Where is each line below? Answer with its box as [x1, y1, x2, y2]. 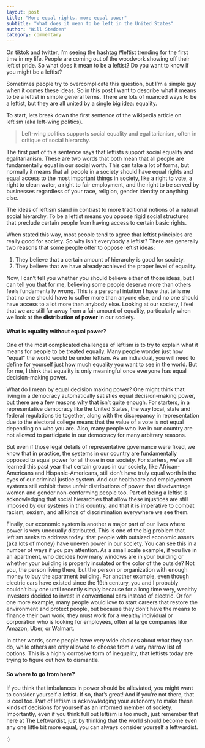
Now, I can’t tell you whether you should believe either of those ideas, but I [6, 275, 195, 282]
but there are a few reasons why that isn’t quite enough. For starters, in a [6, 399, 190, 406]
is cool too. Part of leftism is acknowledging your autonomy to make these [6, 697, 193, 704]
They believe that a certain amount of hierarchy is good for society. [15, 256, 185, 263]
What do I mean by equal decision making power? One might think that [6, 386, 185, 393]
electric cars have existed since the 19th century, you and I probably [6, 579, 179, 586]
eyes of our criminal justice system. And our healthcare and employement [6, 476, 193, 483]
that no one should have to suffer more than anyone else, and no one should [6, 294, 199, 302]
